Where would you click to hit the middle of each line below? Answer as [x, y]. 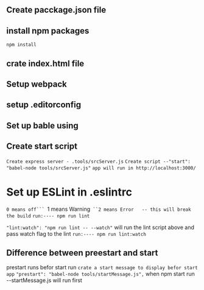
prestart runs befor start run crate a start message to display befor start [102, 267]
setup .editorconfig [44, 105]
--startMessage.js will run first [44, 280]
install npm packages [48, 31]
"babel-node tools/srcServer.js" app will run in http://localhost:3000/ [101, 168]
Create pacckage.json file [56, 10]
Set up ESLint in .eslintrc [69, 192]
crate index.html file [45, 63]
